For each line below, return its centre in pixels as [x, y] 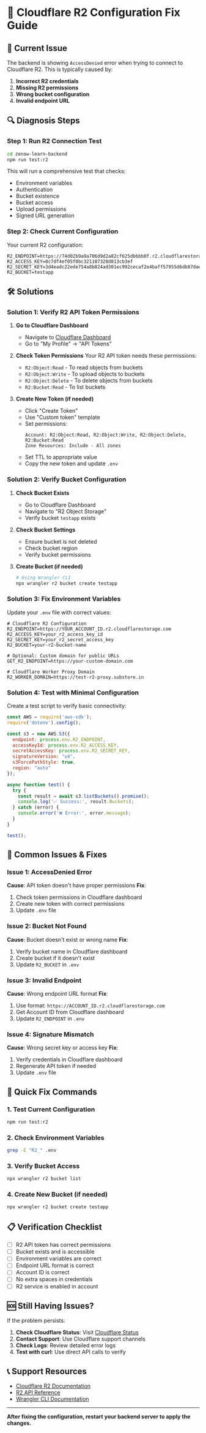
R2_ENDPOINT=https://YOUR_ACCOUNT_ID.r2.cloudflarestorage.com [89, 629]
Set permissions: [46, 424]
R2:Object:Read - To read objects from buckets [84, 367]
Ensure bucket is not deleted [61, 541]
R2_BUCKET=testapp [30, 272]
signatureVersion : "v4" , [44, 757]
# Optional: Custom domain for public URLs [63, 656]
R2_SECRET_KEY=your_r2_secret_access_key [61, 639]
